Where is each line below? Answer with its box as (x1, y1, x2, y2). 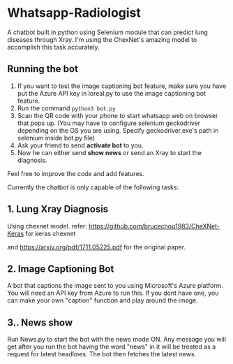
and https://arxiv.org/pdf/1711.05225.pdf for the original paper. (7, 242, 186, 251)
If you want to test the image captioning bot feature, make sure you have (17, 82, 227, 90)
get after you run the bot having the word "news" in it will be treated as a (7, 342, 216, 351)
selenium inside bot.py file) (17, 133, 96, 142)
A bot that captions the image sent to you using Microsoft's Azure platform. (7, 282, 224, 290)
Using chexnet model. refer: (7, 221, 87, 230)
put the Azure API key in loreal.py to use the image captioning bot (17, 89, 206, 97)
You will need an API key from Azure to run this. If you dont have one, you (7, 289, 219, 298)
